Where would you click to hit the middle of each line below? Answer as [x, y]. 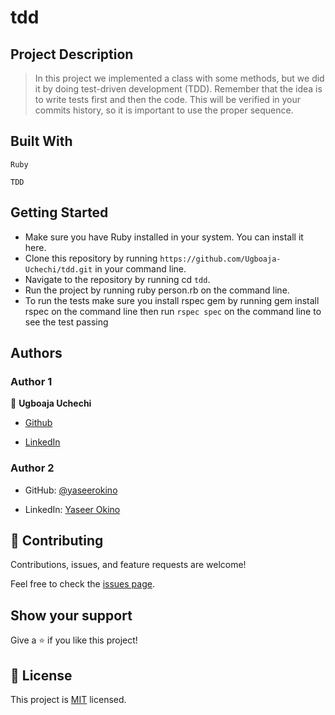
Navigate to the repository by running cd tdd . [117, 279]
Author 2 [32, 468]
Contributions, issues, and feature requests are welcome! [128, 565]
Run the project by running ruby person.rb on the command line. [157, 290]
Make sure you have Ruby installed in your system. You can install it [164, 237]
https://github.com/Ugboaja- [220, 259]
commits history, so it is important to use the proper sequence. [164, 110]
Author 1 [31, 381]
